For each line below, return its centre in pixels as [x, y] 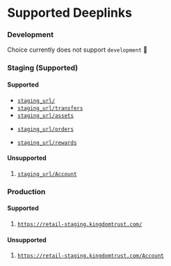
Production [26, 191]
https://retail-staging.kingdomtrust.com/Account [91, 256]
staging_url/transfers [50, 108]
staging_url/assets [46, 116]
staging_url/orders [46, 129]
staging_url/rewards [47, 142]
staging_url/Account [47, 174]
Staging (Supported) [43, 68]
